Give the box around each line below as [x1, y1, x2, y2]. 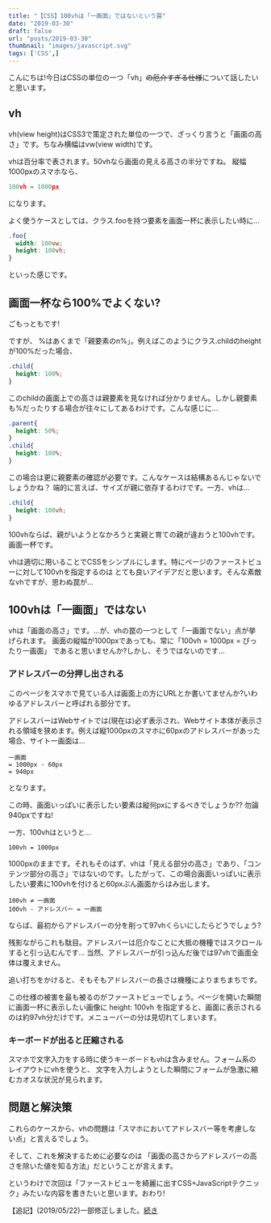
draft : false [8, 27, 52, 35]
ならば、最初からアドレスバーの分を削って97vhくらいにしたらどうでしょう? [8, 920, 262, 930]
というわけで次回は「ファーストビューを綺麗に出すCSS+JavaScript [8, 1178, 232, 1187]
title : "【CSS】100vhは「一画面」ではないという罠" [8, 11, 166, 20]
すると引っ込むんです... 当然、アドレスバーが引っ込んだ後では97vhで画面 [8, 947, 252, 957]
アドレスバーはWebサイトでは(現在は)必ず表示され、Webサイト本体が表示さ [8, 715, 263, 725]
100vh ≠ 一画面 [8, 896, 56, 904]
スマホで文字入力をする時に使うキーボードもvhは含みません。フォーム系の [8, 1054, 256, 1064]
